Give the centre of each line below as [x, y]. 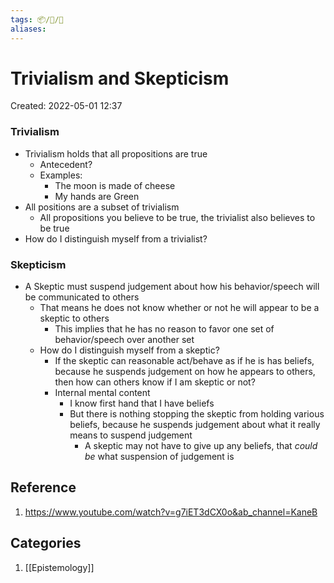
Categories [46, 543]
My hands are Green [97, 196]
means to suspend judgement [131, 435]
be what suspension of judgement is [159, 457]
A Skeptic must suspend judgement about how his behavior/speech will [172, 287]
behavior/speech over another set [124, 340]
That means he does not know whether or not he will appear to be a [179, 308]
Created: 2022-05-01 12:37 [66, 106]
